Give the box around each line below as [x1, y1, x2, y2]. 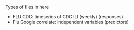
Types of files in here [5, 4, 49, 10]
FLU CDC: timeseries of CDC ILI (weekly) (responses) [12, 14, 124, 19]
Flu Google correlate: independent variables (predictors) [12, 19, 129, 25]
